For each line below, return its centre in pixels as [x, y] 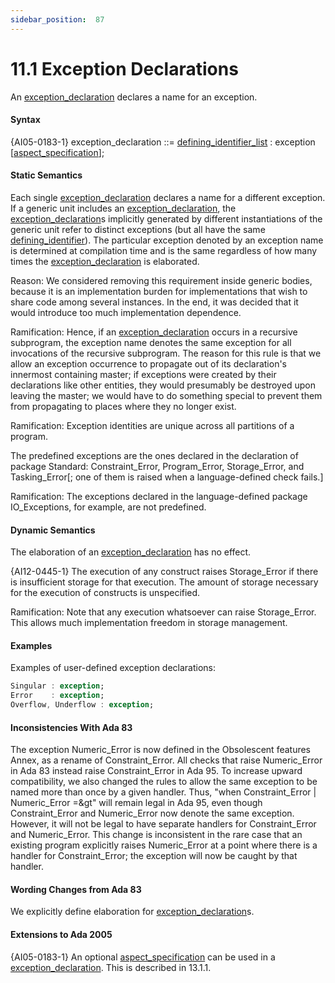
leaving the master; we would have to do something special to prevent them [166, 395]
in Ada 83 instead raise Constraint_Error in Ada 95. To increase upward [156, 771]
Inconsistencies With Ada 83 [71, 727]
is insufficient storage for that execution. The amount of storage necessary [164, 582]
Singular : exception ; [57, 686]
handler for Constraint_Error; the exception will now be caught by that [154, 856]
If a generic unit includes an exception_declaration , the [123, 208]
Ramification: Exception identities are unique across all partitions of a [152, 425]
